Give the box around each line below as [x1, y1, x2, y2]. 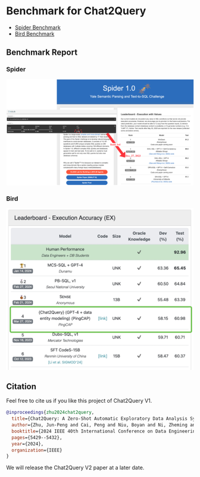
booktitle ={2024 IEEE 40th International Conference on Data [11, 428, 167, 434]
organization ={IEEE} [11, 447, 62, 453]
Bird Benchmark [14, 30, 55, 37]
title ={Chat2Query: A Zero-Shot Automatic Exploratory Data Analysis [11, 416, 187, 422]
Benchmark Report [6, 48, 78, 58]
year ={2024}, [11, 441, 44, 447]
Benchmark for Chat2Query [6, 4, 146, 18]
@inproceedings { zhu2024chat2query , [6, 409, 95, 416]
